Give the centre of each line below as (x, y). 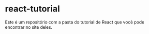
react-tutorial (33, 9)
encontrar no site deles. (29, 27)
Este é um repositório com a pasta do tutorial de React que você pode (75, 22)
